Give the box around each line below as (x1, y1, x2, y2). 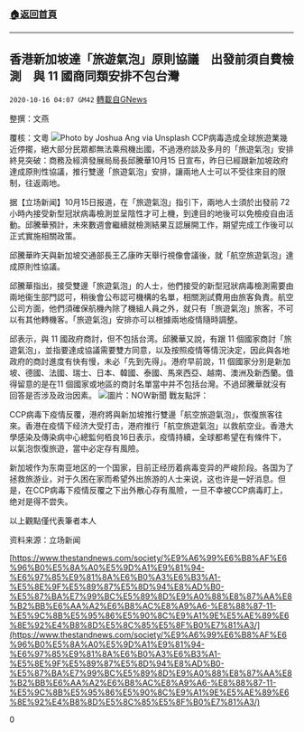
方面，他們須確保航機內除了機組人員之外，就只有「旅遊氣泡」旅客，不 (24, 303, 286, 314)
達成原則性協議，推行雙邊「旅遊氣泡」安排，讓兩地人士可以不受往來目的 (9, 166, 278, 177)
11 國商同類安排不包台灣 (47, 68, 180, 83)
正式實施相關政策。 (9, 230, 81, 241)
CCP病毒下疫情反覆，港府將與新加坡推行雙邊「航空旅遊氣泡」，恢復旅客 (9, 409, 275, 420)
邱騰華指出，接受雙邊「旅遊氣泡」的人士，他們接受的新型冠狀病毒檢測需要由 (9, 280, 294, 291)
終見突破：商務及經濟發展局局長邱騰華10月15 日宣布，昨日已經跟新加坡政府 (9, 155, 289, 166)
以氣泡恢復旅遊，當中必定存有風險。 (9, 443, 144, 454)
